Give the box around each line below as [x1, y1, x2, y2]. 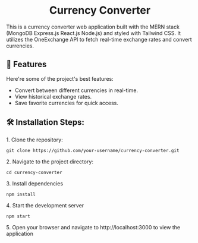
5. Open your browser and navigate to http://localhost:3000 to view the [6, 223, 181, 231]
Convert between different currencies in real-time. [14, 87, 139, 94]
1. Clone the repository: [6, 136, 64, 143]
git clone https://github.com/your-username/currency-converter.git [6, 147, 180, 153]
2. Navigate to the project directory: [6, 158, 94, 165]
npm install [6, 191, 36, 197]
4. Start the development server [6, 201, 84, 209]
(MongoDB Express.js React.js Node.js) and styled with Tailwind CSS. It [6, 29, 181, 36]
